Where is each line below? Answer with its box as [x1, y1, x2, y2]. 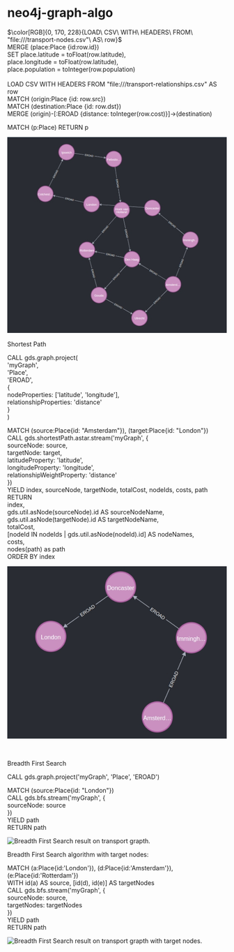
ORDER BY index [7, 552, 56, 560]
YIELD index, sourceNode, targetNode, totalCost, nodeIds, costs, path [7, 485, 208, 493]
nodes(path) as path [7, 544, 65, 553]
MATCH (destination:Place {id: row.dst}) [7, 102, 122, 110]
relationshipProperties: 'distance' [7, 398, 102, 406]
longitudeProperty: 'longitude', [7, 463, 95, 472]
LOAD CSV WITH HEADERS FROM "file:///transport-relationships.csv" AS [7, 80, 217, 88]
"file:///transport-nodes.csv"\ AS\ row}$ [7, 35, 123, 43]
